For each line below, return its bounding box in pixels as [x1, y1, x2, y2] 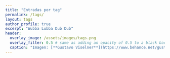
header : [5, 31, 22, 36]
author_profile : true [5, 21, 51, 27]
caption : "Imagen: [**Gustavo [10, 45, 73, 50]
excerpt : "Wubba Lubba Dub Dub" [5, 26, 73, 31]
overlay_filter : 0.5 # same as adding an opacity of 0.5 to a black [10, 40, 157, 45]
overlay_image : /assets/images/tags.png [10, 36, 96, 41]
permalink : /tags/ [5, 12, 44, 17]
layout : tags [5, 17, 33, 22]
